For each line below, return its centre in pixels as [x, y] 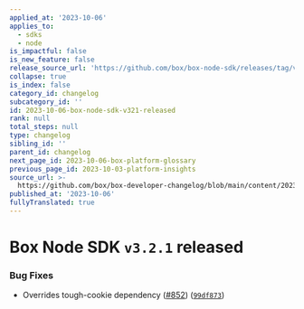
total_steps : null [44, 127]
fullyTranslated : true [52, 203]
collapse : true [38, 77]
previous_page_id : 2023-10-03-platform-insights [103, 169]
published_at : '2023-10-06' [62, 194]
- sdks [30, 34]
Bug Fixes [32, 275]
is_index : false [40, 85]
